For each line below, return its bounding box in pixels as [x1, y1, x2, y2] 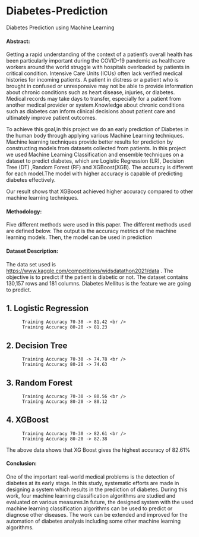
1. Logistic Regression [6, 303, 89, 313]
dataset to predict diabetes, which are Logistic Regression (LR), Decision [6, 157, 184, 164]
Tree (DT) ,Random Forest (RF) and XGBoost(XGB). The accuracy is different [6, 164, 193, 171]
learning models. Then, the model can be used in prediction [6, 234, 153, 241]
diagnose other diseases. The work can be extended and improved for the [6, 511, 188, 518]
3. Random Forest [6, 377, 73, 388]
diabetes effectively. [6, 176, 56, 184]
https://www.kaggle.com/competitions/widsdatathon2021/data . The [6, 267, 173, 274]
